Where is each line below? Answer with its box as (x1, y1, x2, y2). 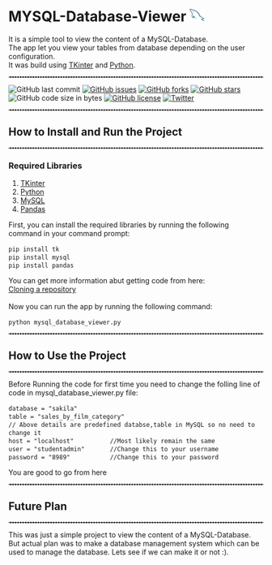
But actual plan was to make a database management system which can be (8, 538, 260, 548)
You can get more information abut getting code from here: (8, 276, 206, 286)
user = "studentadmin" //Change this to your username (8, 445, 219, 453)
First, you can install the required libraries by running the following (8, 220, 229, 230)
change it (8, 429, 42, 437)
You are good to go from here (8, 467, 108, 477)
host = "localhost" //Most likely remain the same (8, 437, 216, 445)
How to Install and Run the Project (8, 125, 182, 139)
